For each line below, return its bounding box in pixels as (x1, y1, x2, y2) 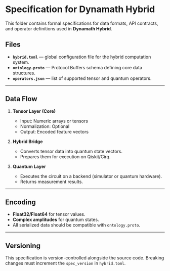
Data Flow (5, 95, 37, 103)
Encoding (5, 198, 36, 206)
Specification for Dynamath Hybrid (5, 4, 155, 15)
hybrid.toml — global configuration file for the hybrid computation (12, 54, 151, 60)
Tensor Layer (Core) (12, 108, 56, 114)
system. (12, 59, 29, 65)
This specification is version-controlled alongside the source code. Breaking (5, 255, 164, 261)
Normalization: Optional (20, 123, 70, 129)
